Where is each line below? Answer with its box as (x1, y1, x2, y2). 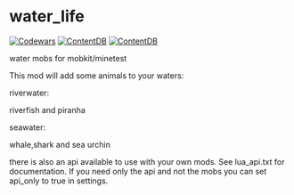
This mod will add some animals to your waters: (9, 69, 184, 81)
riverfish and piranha (9, 104, 86, 115)
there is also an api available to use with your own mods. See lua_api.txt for (9, 156, 285, 167)
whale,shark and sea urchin (9, 139, 111, 150)
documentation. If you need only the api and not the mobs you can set (9, 166, 267, 176)
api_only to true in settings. (9, 175, 109, 186)
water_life (9, 6, 85, 27)
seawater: (9, 122, 46, 133)
